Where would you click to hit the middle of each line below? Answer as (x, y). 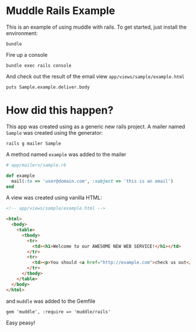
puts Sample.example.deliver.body (48, 87)
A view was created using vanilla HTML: (54, 198)
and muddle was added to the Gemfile (51, 301)
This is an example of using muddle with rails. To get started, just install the (96, 27)
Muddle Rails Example (61, 11)
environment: (22, 33)
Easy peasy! (21, 323)
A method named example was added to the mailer (66, 154)
